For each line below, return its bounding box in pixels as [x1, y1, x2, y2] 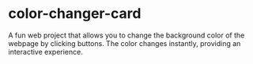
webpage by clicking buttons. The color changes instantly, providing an [8, 38, 241, 48]
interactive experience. [8, 47, 83, 56]
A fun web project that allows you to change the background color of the [8, 30, 245, 40]
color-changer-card [8, 5, 142, 23]
